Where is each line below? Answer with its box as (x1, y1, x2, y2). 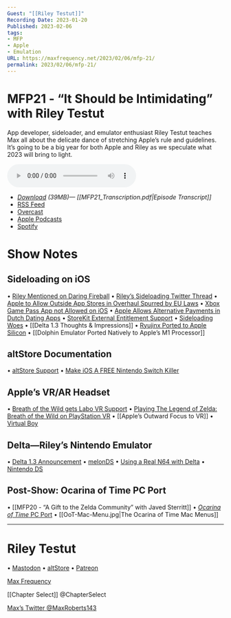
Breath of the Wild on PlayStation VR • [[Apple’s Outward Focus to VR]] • (7, 412, 214, 420)
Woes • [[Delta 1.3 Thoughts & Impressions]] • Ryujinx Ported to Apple (7, 321, 207, 329)
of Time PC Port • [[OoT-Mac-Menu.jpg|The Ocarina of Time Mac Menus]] (7, 510, 219, 518)
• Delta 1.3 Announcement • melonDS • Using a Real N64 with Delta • (7, 458, 205, 465)
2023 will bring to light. (7, 150, 73, 158)
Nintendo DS (7, 465, 43, 473)
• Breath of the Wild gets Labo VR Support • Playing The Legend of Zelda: (7, 405, 218, 413)
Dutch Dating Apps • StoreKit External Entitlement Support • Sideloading (7, 314, 213, 322)
